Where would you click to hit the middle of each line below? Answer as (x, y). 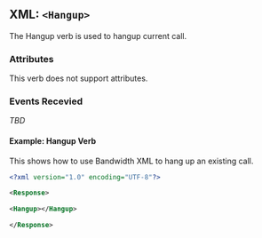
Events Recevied (46, 101)
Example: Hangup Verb (53, 141)
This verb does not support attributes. (79, 78)
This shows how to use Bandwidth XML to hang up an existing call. (131, 161)
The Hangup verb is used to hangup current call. (98, 36)
